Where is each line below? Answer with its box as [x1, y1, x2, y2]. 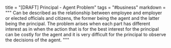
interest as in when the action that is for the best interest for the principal [5, 26, 159, 32]
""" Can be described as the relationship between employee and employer [5, 10, 162, 16]
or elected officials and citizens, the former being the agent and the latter [5, 15, 160, 21]
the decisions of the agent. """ [5, 37, 70, 43]
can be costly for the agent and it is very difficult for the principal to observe [5, 32, 166, 37]
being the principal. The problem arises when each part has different [5, 20, 151, 27]
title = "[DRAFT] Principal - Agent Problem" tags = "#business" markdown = [5, 5, 166, 10]
